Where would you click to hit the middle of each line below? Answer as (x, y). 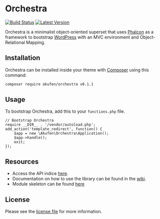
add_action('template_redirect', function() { (54, 129)
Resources (22, 161)
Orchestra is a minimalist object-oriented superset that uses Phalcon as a (80, 32)
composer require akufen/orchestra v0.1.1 (49, 84)
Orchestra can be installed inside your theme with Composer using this (77, 70)
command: (16, 75)
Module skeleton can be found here (48, 184)
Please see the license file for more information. (54, 212)
